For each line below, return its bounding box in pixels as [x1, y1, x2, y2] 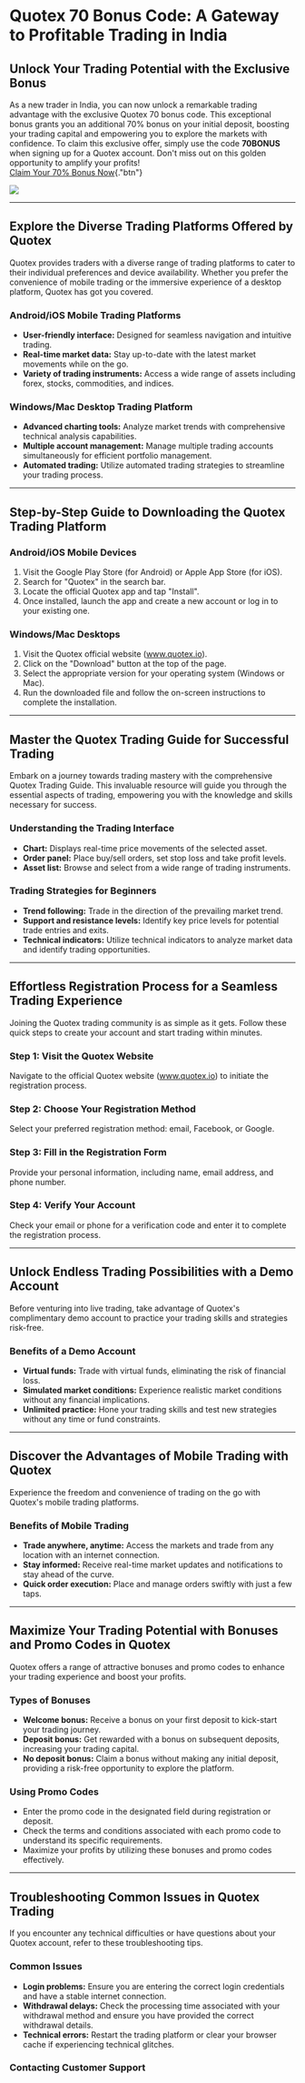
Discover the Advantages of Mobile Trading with [9, 1448, 289, 1464]
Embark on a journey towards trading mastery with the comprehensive [9, 770, 273, 781]
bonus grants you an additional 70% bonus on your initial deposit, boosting [9, 119, 290, 129]
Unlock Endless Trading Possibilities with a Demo [9, 1264, 294, 1280]
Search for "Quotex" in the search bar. [22, 577, 166, 588]
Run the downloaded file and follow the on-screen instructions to [22, 688, 266, 699]
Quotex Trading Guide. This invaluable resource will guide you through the [9, 780, 288, 791]
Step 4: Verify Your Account [9, 1199, 136, 1212]
